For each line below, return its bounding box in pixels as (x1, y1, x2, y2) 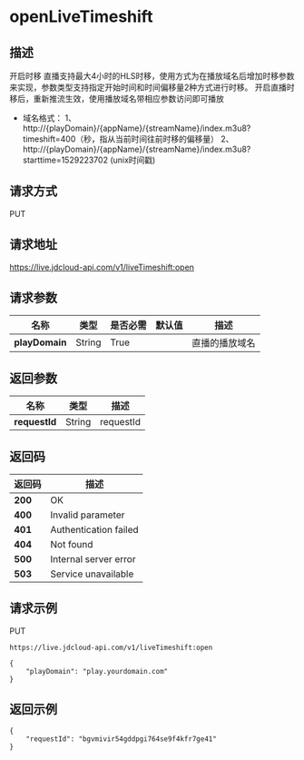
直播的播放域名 (191, 337, 256, 350)
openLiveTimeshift (9, 6, 153, 27)
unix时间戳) (113, 154, 156, 165)
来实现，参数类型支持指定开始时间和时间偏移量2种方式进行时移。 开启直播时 (9, 82, 295, 93)
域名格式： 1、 (22, 113, 77, 123)
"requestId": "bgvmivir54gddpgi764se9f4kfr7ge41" (25, 734, 218, 744)
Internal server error (50, 553, 136, 566)
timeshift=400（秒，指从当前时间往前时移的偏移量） (22, 133, 220, 144)
